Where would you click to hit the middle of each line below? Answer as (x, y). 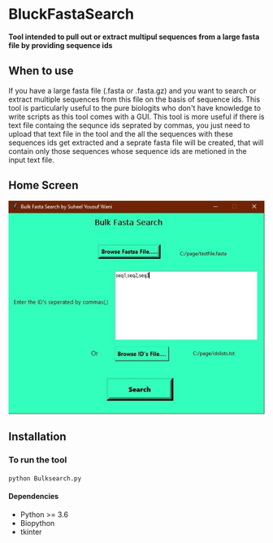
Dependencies (34, 497)
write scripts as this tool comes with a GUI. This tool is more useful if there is (137, 116)
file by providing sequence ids (61, 45)
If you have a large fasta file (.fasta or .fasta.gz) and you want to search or (132, 90)
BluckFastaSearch (71, 14)
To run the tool (38, 460)
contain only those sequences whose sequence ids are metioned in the (128, 151)
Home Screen (43, 185)
